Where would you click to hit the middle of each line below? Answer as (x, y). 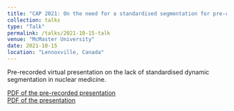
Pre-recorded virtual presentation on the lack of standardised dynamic (108, 72)
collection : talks (34, 20)
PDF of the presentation (41, 100)
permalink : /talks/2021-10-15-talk (59, 33)
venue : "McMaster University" (51, 40)
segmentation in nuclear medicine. (57, 79)
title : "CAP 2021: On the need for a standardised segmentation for (109, 14)
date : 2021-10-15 (32, 46)
